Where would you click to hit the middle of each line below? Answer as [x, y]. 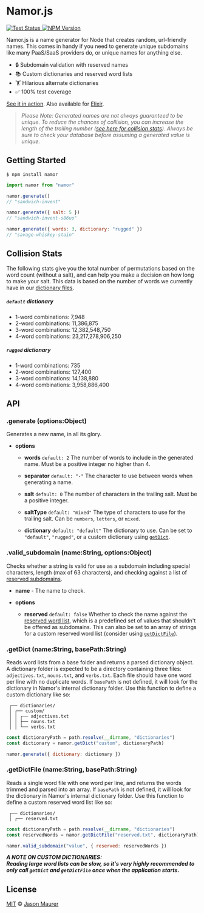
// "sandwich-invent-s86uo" [42, 218]
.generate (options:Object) [46, 421]
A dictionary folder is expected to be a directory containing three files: [94, 669]
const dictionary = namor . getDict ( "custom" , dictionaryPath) [85, 743]
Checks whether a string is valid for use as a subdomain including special [98, 566]
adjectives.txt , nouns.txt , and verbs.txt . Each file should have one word [99, 675]
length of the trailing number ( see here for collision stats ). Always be [107, 128]
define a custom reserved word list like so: [59, 802]
